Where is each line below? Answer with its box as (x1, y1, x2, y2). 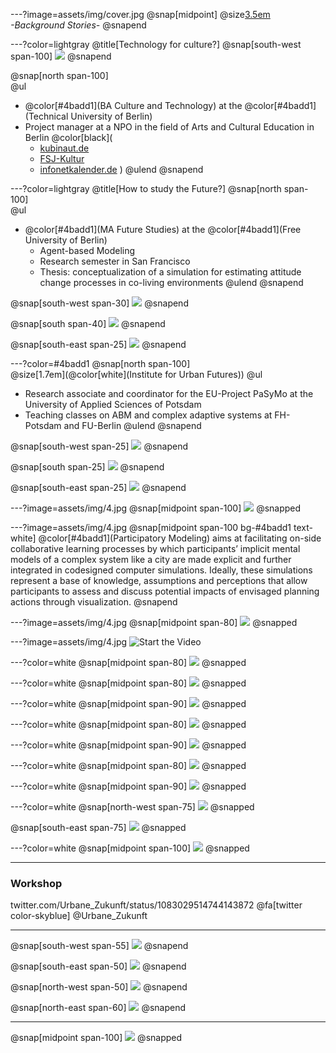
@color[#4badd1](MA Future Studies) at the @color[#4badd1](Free (24, 224, 302, 235)
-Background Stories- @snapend (10, 19, 147, 31)
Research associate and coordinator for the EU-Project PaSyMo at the (24, 388, 314, 399)
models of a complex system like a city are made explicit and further (10, 554, 292, 565)
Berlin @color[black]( (24, 132, 113, 143)
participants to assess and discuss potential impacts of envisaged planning (10, 585, 320, 597)
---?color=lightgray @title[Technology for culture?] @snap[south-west (10, 39, 302, 50)
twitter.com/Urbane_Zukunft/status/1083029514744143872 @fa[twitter (10, 899, 303, 911)
